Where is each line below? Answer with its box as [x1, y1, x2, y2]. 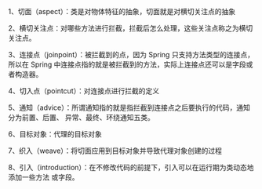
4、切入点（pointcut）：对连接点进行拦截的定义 [8, 86, 159, 96]
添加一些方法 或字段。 [8, 173, 79, 182]
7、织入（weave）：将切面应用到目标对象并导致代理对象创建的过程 [8, 146, 222, 155]
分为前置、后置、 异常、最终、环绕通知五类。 [8, 113, 155, 122]
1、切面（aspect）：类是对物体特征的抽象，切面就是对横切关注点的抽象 [8, 7, 236, 16]
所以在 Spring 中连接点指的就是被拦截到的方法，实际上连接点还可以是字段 [8, 60, 247, 69]
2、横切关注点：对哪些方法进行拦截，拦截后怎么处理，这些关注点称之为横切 [8, 24, 253, 33]
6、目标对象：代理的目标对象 [8, 129, 102, 139]
